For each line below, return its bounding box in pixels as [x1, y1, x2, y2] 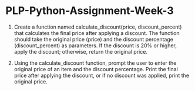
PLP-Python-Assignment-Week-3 [5, 4, 174, 17]
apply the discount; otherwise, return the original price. [14, 48, 148, 55]
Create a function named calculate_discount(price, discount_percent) [14, 23, 182, 30]
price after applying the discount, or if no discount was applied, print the [14, 72, 189, 79]
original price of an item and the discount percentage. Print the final [14, 65, 179, 72]
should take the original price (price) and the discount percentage [14, 36, 174, 43]
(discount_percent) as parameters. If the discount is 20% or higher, [14, 42, 177, 49]
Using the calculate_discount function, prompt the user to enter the [14, 60, 177, 66]
